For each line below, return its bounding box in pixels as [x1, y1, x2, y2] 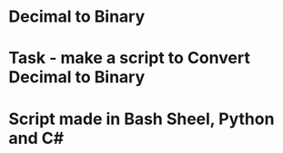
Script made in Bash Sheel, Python [8, 109, 275, 129]
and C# [8, 128, 65, 148]
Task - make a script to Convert [8, 48, 251, 69]
